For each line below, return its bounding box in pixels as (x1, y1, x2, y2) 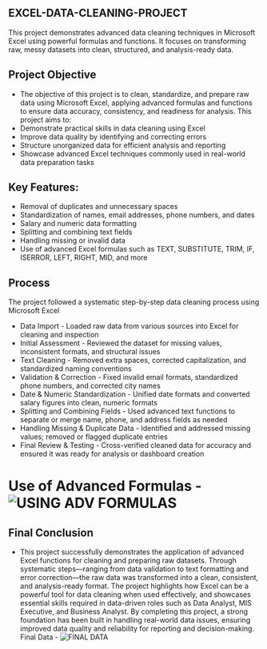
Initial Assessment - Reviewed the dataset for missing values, (19, 338, 222, 348)
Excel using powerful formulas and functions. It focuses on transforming (8, 36, 246, 46)
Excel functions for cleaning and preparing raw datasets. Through (19, 556, 237, 566)
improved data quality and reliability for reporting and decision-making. (19, 624, 254, 634)
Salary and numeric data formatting (19, 219, 137, 228)
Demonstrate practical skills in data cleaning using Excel (19, 123, 205, 133)
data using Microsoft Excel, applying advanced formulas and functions (19, 98, 253, 107)
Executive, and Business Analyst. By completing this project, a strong (19, 607, 249, 616)
